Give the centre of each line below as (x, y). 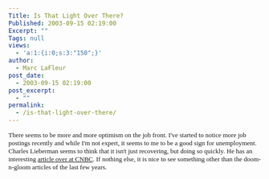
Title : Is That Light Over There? (66, 16)
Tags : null (26, 38)
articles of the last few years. (69, 167)
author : (21, 61)
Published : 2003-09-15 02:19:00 (62, 23)
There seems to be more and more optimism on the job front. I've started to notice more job (127, 135)
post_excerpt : (32, 90)
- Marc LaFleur (41, 68)
